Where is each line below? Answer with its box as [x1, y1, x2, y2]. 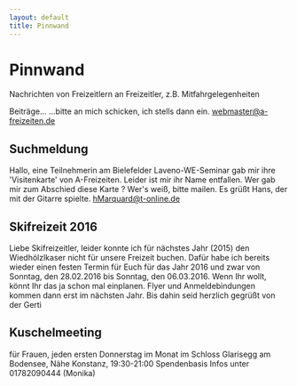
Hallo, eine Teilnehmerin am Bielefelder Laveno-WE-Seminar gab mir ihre [9, 165, 277, 176]
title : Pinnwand [9, 21, 69, 30]
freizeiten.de [9, 116, 56, 126]
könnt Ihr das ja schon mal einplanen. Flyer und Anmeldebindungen [9, 281, 255, 292]
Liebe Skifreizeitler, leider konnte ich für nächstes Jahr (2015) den [9, 243, 250, 253]
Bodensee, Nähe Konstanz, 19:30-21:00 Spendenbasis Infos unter [9, 358, 250, 369]
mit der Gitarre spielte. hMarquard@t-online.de [9, 193, 180, 205]
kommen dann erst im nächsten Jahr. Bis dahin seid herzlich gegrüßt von [9, 290, 276, 301]
